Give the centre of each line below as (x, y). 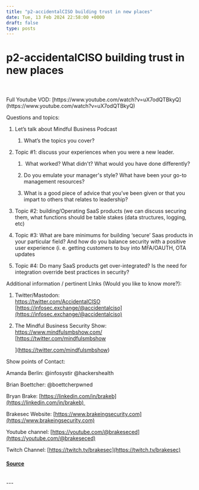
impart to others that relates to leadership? (76, 200)
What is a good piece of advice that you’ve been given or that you (104, 193)
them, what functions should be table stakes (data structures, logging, (101, 218)
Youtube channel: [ (29, 432)
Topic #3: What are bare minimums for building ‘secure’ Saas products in (104, 235)
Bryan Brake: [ (24, 396)
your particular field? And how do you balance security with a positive (100, 241)
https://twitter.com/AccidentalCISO (58, 302)
